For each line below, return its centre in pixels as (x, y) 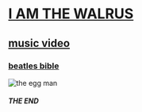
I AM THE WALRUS (71, 14)
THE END (24, 101)
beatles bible (34, 66)
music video (39, 43)
